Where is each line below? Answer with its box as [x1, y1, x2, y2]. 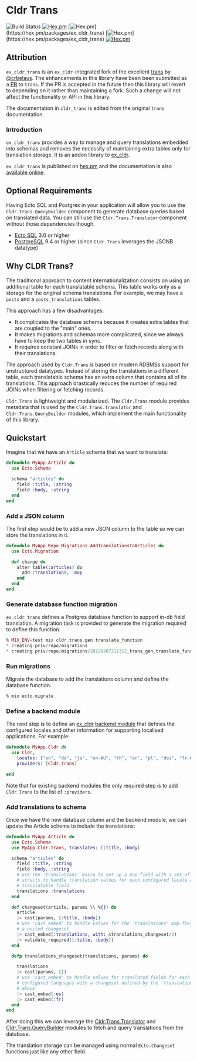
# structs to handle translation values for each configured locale [16, 877, 188, 883]
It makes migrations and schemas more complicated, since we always [14, 330, 184, 338]
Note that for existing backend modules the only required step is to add [6, 782, 178, 789]
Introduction [6, 125, 42, 133]
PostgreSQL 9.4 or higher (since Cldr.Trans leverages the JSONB [14, 237, 174, 245]
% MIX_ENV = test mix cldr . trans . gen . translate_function [6, 637, 143, 644]
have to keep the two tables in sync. [14, 337, 102, 344]
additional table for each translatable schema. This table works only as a [6, 283, 181, 290]
